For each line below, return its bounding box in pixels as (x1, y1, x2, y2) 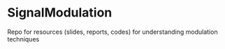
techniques (7, 35, 40, 43)
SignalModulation (7, 5, 112, 21)
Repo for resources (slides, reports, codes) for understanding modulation (7, 28, 218, 36)
